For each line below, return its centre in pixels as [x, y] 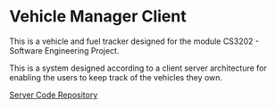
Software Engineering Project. [64, 50]
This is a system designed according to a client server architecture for [138, 68]
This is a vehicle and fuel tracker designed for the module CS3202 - [134, 41]
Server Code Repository [54, 95]
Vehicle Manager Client [98, 17]
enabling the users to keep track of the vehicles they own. [116, 77]
